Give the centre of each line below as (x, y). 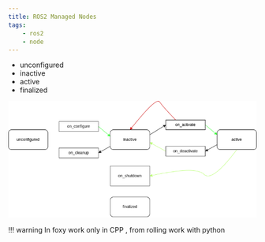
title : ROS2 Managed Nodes (52, 17)
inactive (32, 73)
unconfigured (42, 65)
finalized (34, 90)
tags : (17, 25)
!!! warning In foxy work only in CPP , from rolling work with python (117, 229)
